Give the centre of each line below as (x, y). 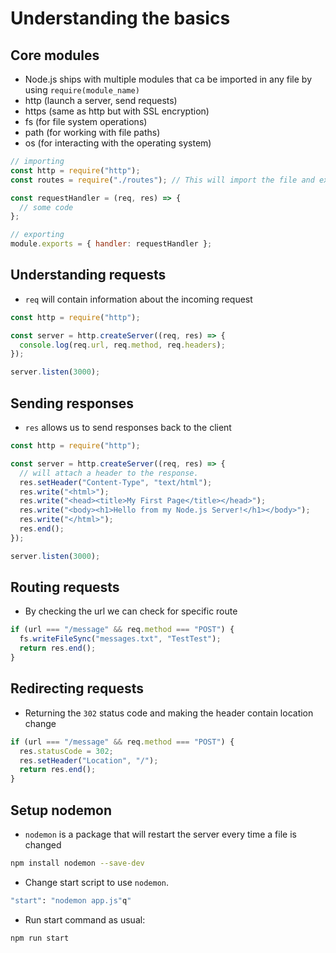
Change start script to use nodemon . (97, 882)
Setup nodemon (61, 810)
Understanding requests (88, 275)
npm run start (40, 938)
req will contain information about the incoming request (138, 299)
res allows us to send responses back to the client (128, 427)
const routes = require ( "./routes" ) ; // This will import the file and (162, 180)
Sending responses (72, 403)
